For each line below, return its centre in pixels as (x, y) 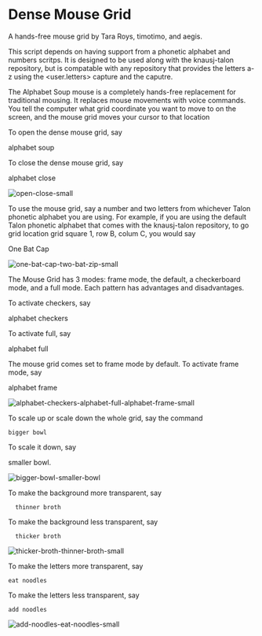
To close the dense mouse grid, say (66, 162)
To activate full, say (40, 333)
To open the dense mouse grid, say (65, 132)
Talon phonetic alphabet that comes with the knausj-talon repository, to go (129, 225)
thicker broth (38, 536)
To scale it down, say (42, 447)
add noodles (27, 609)
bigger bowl (27, 432)
